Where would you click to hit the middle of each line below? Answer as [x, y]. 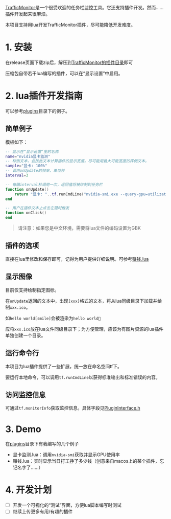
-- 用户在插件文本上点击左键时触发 [37, 208]
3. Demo [23, 429]
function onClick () [26, 213]
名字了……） [30, 467]
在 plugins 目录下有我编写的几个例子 [42, 444]
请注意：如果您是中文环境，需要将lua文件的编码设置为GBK [79, 228]
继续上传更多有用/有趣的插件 [43, 512]
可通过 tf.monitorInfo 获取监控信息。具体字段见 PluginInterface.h [73, 408]
